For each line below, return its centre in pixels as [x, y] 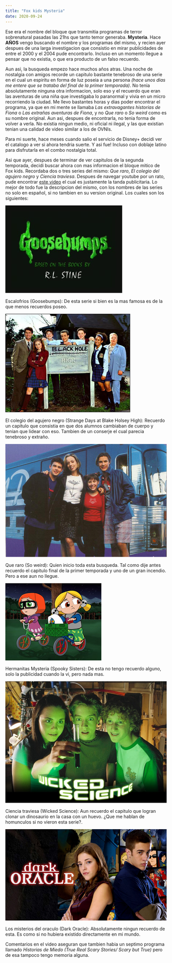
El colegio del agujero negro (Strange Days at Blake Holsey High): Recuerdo [85, 420]
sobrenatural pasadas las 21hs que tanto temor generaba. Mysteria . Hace [83, 37]
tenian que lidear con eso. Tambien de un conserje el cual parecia [75, 431]
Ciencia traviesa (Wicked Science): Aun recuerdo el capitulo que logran [81, 811]
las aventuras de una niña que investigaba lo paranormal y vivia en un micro [85, 96]
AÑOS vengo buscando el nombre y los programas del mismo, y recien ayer [85, 42]
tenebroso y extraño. [27, 437]
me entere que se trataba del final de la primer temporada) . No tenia [78, 85]
